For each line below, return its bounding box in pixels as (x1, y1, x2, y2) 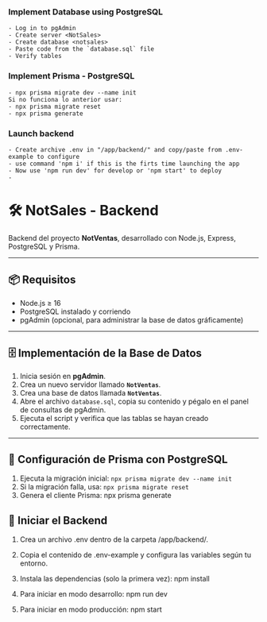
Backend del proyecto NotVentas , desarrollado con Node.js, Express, (8, 233, 236, 242)
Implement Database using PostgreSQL (8, 6, 164, 17)
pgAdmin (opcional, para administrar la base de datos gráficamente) (19, 315, 244, 324)
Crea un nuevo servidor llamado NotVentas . (19, 380, 161, 389)
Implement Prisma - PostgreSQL (8, 71, 135, 82)
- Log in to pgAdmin (8, 25, 77, 33)
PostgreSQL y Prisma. (8, 241, 80, 251)
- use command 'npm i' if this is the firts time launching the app (8, 160, 240, 168)
